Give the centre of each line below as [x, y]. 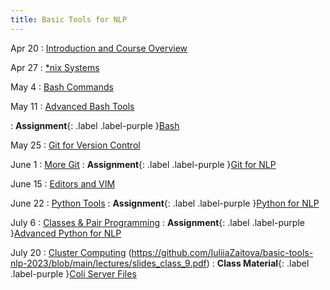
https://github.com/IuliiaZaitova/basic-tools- [222, 252]
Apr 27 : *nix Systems [55, 67]
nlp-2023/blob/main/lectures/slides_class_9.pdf [108, 263]
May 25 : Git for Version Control [75, 145]
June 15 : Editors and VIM [63, 183]
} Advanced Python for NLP [66, 233]
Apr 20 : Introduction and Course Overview [99, 48]
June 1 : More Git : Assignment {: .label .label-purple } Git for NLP [143, 164]
